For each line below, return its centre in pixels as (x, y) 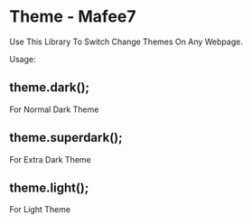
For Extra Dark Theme (51, 159)
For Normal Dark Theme (54, 109)
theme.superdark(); (66, 138)
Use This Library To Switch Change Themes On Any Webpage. (126, 42)
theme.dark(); (50, 88)
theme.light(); (49, 187)
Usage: (23, 59)
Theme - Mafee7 (73, 17)
